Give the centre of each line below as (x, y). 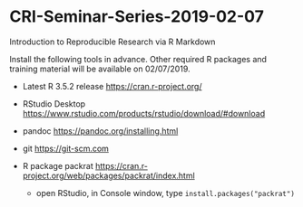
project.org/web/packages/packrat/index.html (108, 175)
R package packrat (58, 165)
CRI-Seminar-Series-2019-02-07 (137, 17)
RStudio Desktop (54, 103)
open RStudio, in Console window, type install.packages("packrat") (165, 193)
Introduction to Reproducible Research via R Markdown (112, 42)
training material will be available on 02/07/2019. (100, 69)
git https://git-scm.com (65, 148)
